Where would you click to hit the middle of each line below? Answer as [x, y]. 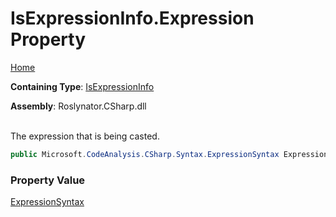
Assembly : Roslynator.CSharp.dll [78, 106]
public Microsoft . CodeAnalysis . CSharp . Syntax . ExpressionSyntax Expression [169, 154]
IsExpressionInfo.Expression [132, 18]
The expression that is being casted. [85, 136]
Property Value [48, 180]
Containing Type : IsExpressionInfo [82, 86]
